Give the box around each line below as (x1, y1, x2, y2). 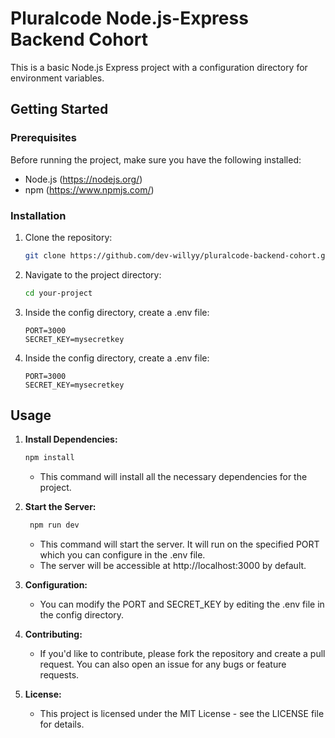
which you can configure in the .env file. (39, 549, 206, 561)
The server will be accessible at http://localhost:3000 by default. (39, 560, 307, 572)
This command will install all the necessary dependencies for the (39, 471, 308, 483)
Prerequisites (10, 131, 77, 145)
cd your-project (24, 288, 93, 298)
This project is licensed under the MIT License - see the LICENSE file (39, 708, 325, 720)
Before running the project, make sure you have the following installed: (10, 153, 302, 166)
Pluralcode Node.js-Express (10, 7, 249, 30)
